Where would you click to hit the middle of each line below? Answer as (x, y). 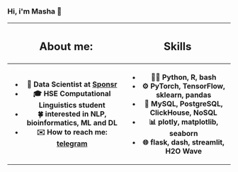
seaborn (183, 133)
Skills (178, 46)
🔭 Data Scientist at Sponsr (72, 84)
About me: (66, 46)
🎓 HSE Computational (72, 93)
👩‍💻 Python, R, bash (184, 77)
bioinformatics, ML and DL (72, 123)
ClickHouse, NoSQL (183, 113)
